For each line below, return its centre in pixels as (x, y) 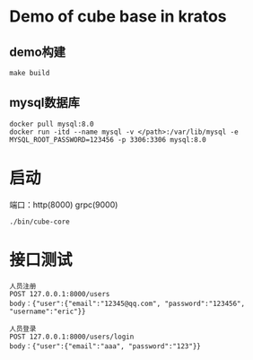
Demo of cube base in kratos (118, 17)
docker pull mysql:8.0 (52, 124)
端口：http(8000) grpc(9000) (64, 205)
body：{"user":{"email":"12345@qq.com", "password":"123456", (127, 303)
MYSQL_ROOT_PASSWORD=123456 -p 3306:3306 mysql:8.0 (108, 140)
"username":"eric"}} (48, 312)
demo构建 (37, 52)
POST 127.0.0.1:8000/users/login (72, 337)
